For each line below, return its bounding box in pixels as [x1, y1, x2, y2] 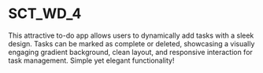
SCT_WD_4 [8, 5, 82, 23]
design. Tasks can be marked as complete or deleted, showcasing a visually [8, 38, 255, 48]
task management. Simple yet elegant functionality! [8, 56, 175, 65]
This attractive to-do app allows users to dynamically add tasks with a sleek [8, 31, 254, 40]
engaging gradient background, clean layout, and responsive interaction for [8, 47, 254, 57]
